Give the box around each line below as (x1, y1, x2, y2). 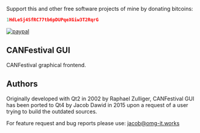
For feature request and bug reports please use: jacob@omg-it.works (6, 119, 180, 126)
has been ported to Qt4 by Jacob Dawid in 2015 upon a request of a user (6, 101, 188, 108)
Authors (6, 79, 38, 89)
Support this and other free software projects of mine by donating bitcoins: (6, 5, 193, 12)
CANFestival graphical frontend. (6, 61, 87, 68)
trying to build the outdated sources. (6, 108, 98, 115)
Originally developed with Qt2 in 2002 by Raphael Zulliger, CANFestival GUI (6, 95, 195, 102)
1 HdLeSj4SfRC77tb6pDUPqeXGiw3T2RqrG (6, 17, 99, 23)
